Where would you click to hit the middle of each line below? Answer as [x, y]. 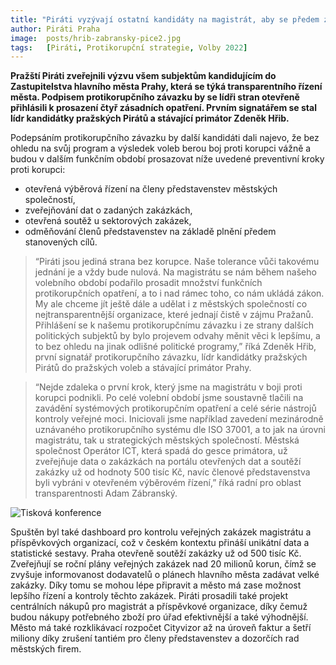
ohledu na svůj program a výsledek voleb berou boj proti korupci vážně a [161, 148]
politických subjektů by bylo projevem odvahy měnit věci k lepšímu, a [177, 336]
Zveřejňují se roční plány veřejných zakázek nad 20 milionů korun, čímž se [163, 564]
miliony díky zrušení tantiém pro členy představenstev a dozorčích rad [155, 638]
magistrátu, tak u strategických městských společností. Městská [167, 440]
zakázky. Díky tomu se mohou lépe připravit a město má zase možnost [156, 585]
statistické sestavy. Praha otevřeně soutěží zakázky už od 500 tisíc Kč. [156, 553]
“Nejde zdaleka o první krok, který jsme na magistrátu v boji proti [168, 387]
